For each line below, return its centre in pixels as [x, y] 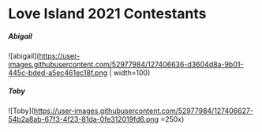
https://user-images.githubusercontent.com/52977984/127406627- [144, 111]
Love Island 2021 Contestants [107, 14]
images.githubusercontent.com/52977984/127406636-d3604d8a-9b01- [126, 65]
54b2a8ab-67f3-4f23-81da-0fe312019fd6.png [84, 119]
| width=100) [130, 73]
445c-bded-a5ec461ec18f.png [58, 73]
